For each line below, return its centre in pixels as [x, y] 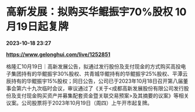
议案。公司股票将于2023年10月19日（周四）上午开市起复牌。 [79, 103]
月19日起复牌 [37, 27]
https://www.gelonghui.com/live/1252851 [58, 54]
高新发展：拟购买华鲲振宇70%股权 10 [96, 12]
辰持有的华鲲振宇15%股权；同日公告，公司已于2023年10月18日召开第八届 [95, 81]
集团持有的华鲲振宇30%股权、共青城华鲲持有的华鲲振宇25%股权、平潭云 [99, 73]
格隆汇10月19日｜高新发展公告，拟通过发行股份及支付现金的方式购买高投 [93, 66]
